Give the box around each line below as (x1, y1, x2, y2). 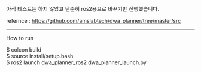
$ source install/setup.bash (6, 53, 74, 59)
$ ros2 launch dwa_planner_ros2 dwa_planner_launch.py (6, 59, 147, 66)
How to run (6, 35, 34, 41)
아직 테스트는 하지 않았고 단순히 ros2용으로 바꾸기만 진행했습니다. (6, 5, 160, 12)
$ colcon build (6, 46, 42, 53)
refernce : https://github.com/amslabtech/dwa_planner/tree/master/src (6, 17, 181, 24)
